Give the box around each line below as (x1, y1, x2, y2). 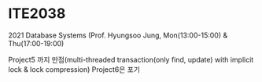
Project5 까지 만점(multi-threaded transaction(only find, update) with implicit (8, 55, 254, 64)
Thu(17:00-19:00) (8, 38, 65, 48)
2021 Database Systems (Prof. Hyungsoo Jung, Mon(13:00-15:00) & (8, 30, 228, 40)
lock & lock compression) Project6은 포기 (8, 64, 140, 74)
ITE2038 (8, 5, 66, 23)
